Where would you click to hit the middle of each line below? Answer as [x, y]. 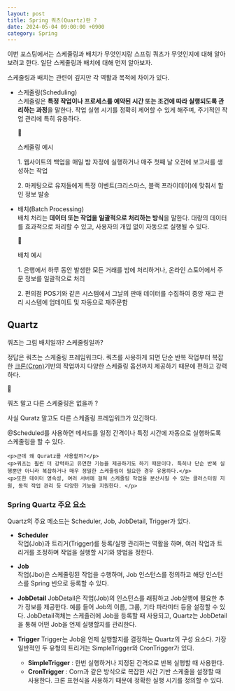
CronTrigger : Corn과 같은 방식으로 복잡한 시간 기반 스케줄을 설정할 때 [124, 671]
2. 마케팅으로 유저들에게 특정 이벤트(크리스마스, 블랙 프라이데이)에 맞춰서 [117, 185]
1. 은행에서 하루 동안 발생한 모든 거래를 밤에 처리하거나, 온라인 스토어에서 [116, 270]
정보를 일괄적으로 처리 [55, 279]
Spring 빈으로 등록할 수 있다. [70, 583]
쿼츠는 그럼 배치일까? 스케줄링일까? [55, 343]
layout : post [26, 14]
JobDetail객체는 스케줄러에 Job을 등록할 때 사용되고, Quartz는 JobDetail [127, 615]
